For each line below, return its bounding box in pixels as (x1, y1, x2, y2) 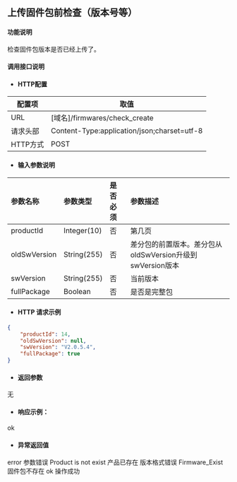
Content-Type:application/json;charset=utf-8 (50, 126, 203, 136)
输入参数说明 (17, 160, 55, 169)
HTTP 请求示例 (17, 308, 61, 317)
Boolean (63, 286, 92, 296)
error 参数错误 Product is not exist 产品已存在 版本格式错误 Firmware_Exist (7, 458, 224, 466)
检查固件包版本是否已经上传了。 (7, 45, 100, 53)
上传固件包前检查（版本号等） (7, 6, 138, 19)
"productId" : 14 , (20, 331, 71, 338)
